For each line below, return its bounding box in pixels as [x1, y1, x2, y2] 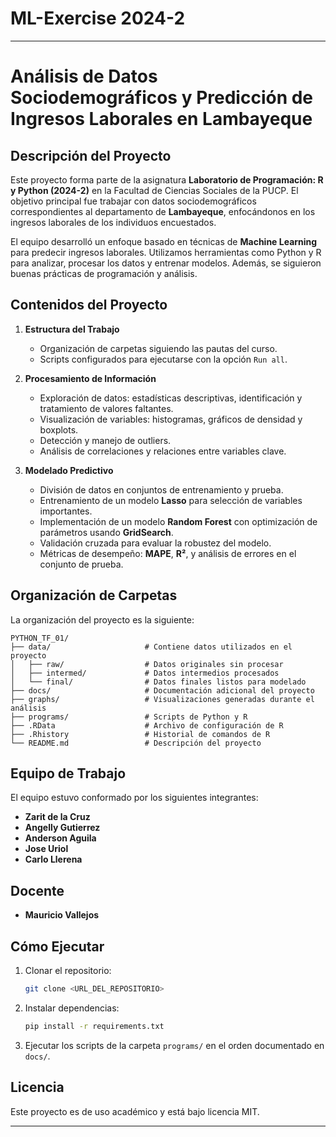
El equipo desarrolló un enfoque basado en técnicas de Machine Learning [10, 235, 318, 247]
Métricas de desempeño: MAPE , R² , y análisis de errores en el [39, 547, 297, 559]
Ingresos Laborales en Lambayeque [10, 108, 313, 131]
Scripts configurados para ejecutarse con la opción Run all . [39, 353, 288, 365]
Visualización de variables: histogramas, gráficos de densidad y [39, 413, 303, 425]
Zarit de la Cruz [24, 811, 91, 823]
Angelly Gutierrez [24, 822, 101, 834]
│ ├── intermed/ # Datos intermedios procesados [10, 668, 280, 678]
